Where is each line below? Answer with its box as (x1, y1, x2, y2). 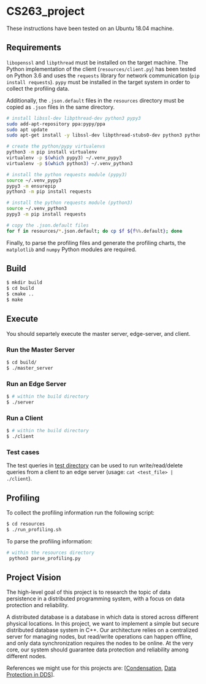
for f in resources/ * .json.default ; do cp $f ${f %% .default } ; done (6, 228, 183, 234)
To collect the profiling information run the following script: (6, 509, 155, 516)
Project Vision (6, 572, 61, 583)
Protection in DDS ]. (6, 671, 55, 678)
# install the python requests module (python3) (6, 200, 133, 206)
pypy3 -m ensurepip (6, 183, 56, 189)
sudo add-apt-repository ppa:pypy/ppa (6, 121, 105, 127)
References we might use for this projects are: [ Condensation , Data (6, 664, 177, 672)
